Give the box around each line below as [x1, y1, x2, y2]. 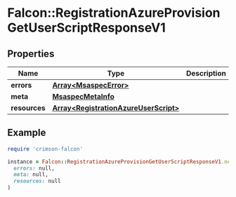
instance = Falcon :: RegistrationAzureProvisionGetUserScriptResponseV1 [7, 158, 221, 165]
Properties [7, 48, 55, 60]
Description [185, 69, 226, 78]
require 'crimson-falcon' [7, 145, 83, 152]
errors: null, [13, 165, 55, 172]
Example [7, 127, 46, 139]
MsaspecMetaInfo [52, 92, 114, 101]
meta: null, [13, 171, 49, 178]
